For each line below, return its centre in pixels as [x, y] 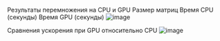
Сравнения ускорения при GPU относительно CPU [82, 30]
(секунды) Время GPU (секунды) [56, 17]
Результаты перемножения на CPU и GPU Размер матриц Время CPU [110, 10]
